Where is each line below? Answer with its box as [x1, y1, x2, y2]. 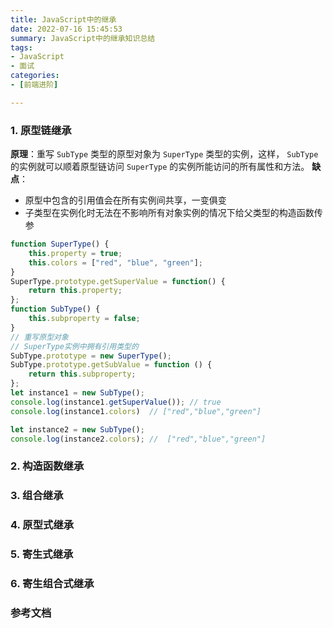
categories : [10, 71, 60, 81]
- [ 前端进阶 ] [10, 80, 59, 90]
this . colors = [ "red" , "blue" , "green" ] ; [28, 257, 203, 268]
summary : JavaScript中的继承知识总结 [10, 33, 156, 43]
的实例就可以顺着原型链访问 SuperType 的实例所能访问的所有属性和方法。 [10, 161, 310, 173]
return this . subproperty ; [28, 369, 137, 380]
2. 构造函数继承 [10, 459, 85, 473]
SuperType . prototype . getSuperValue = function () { [10, 276, 226, 286]
